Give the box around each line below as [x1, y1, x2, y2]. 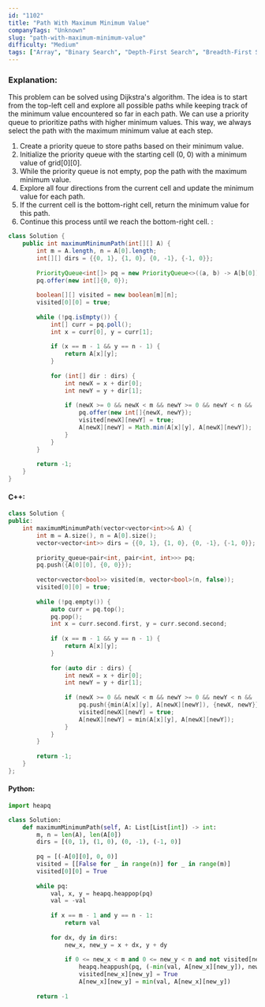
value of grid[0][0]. [19, 158, 82, 168]
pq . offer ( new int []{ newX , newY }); [78, 409, 192, 417]
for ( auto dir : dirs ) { [50, 664, 132, 672]
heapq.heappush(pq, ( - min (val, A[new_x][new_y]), [78, 963, 245, 971]
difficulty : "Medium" [8, 41, 80, 49]
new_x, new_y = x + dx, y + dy [64, 941, 168, 949]
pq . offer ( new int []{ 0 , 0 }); [36, 276, 129, 285]
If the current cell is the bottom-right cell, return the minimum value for [19, 200, 250, 210]
